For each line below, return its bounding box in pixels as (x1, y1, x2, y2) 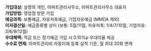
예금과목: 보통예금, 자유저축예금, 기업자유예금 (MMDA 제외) (5, 17, 120, 22)
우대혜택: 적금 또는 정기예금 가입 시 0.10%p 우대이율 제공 (5, 34, 115, 40)
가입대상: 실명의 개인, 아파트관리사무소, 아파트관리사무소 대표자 (5, 4, 127, 10)
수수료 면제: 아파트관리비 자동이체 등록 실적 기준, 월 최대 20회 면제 (5, 41, 133, 46)
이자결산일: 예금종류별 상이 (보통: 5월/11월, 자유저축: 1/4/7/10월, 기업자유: (5, 22, 147, 28)
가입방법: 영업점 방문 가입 (5, 10, 54, 16)
